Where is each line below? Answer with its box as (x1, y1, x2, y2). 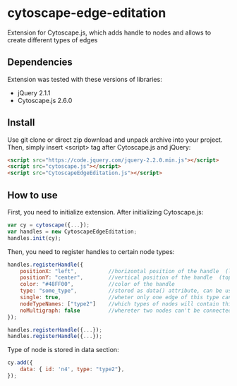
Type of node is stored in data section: (7, 346, 119, 354)
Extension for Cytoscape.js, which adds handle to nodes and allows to (7, 28, 212, 37)
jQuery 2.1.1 (17, 88, 51, 97)
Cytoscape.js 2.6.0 (17, 96, 73, 104)
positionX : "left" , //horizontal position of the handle (20, 267, 219, 275)
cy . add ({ (7, 359, 33, 366)
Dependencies (7, 56, 73, 68)
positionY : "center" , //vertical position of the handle (20, 274, 213, 282)
